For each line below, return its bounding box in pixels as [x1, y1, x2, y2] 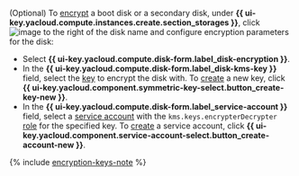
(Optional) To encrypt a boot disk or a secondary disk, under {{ [9, 8, 244, 18]
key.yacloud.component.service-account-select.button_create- [22, 130, 270, 140]
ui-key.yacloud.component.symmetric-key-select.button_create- [32, 83, 285, 92]
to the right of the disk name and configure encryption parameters [43, 27, 290, 37]
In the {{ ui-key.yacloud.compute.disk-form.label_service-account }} [22, 101, 288, 111]
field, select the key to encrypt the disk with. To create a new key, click [22, 73, 285, 84]
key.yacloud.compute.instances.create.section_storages [9, 17, 230, 28]
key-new [22, 92, 57, 102]
